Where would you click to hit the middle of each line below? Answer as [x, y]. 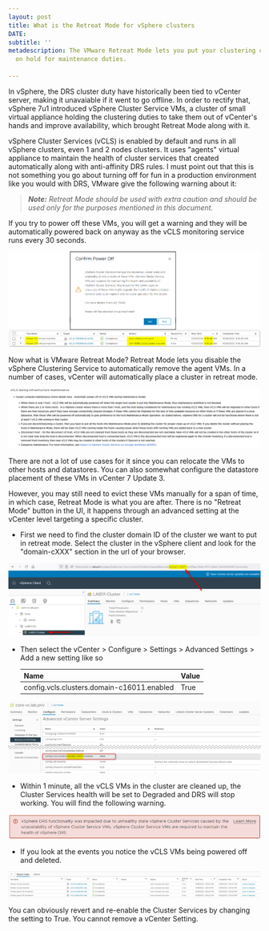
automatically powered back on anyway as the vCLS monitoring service [126, 232]
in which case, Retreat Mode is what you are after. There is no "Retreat [125, 502]
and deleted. [40, 860]
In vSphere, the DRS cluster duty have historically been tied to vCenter [125, 91]
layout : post [30, 17]
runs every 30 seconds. [47, 240]
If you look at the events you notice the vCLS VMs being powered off [134, 851]
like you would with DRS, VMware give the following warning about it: [122, 183]
